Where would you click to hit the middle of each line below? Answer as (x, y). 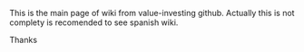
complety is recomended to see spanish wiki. (94, 22)
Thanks (24, 40)
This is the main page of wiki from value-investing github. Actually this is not (152, 13)
